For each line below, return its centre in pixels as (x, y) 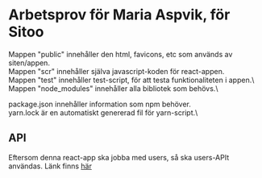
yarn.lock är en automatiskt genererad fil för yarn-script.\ (103, 112)
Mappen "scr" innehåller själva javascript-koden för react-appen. (116, 71)
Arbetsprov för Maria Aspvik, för (119, 15)
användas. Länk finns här (50, 166)
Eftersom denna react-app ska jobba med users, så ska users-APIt (119, 157)
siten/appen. (29, 63)
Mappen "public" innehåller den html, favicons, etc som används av (121, 54)
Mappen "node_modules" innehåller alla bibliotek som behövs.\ (113, 88)
